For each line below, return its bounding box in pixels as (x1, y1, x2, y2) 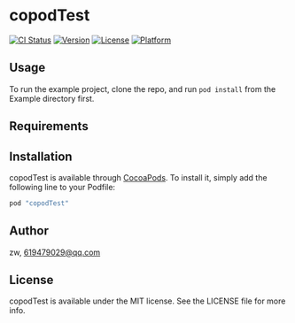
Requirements (9, 119, 89, 134)
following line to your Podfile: (9, 181, 116, 192)
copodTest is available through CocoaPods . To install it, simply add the (9, 172, 268, 182)
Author (9, 223, 49, 239)
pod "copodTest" (9, 198, 69, 208)
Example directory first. (9, 93, 95, 104)
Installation (9, 149, 73, 164)
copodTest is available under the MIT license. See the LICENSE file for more (9, 296, 286, 306)
